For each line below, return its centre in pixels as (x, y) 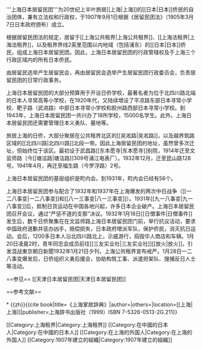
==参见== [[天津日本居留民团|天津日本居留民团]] (66, 279)
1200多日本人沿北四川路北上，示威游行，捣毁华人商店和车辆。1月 (113, 236)
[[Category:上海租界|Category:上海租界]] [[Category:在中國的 (82, 325)
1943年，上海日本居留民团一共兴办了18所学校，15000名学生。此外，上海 (96, 115)
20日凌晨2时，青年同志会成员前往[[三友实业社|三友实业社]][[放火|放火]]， (97, 244)
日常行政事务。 (45, 80)
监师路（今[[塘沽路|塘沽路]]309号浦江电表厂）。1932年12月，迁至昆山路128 (99, 158)
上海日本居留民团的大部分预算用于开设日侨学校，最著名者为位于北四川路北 (98, 93)
